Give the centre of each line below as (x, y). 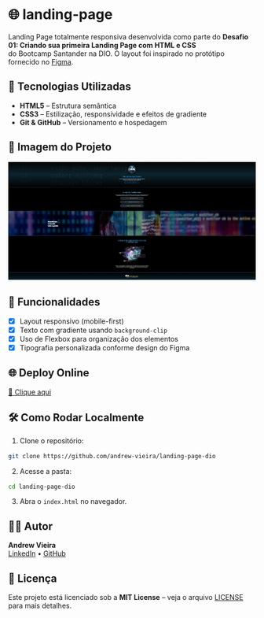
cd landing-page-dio (42, 487)
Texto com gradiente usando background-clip (93, 330)
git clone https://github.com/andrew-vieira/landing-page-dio (112, 456)
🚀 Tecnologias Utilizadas (70, 87)
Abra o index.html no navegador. (73, 501)
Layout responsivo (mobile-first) (71, 321)
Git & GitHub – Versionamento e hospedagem (93, 122)
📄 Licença (33, 578)
